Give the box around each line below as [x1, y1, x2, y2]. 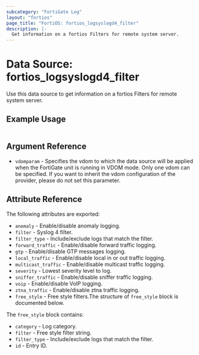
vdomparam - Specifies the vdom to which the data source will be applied [14, 157, 194, 164]
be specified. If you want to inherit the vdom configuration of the [14, 170, 176, 177]
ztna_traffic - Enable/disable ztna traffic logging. [14, 286, 140, 293]
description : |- [6, 25, 47, 32]
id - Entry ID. [14, 342, 48, 349]
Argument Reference [6, 142, 87, 152]
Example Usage [6, 114, 66, 125]
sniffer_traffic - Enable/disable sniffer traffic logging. [14, 273, 153, 281]
